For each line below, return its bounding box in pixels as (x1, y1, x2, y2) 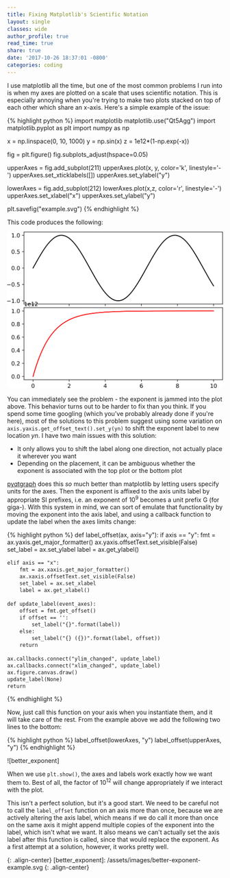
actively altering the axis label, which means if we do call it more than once (7, 813, 219, 822)
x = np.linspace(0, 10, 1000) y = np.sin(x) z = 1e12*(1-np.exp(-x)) (7, 137, 190, 145)
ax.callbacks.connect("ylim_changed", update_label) (7, 655, 161, 663)
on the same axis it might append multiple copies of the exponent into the (7, 820, 214, 829)
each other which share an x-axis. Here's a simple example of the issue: (7, 103, 210, 111)
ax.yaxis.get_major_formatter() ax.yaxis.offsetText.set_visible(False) (7, 538, 198, 546)
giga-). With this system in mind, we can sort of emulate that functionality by (7, 503, 223, 511)
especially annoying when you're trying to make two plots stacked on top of (7, 96, 221, 104)
